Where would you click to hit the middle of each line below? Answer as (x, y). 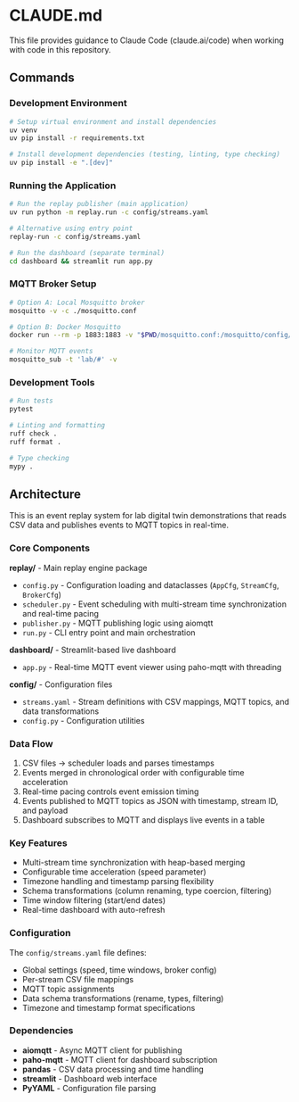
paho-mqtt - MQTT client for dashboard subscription (120, 1059)
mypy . (21, 466)
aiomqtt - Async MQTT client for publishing (102, 1050)
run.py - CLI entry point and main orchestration (109, 632)
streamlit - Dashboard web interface (89, 1078)
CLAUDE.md (56, 16)
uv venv (24, 130)
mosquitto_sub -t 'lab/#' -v (63, 360)
